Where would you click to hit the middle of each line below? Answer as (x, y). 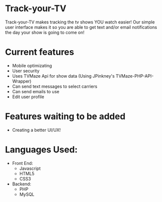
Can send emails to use (36, 91)
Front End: (22, 163)
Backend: (22, 184)
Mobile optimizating (32, 65)
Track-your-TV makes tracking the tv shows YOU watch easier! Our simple (80, 22)
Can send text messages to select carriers (55, 86)
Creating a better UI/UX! (36, 130)
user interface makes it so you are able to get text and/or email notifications (81, 27)
